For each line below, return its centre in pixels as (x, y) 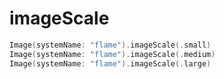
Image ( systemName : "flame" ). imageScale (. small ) (110, 45)
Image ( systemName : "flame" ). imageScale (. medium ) (112, 54)
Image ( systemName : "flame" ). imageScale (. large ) (110, 63)
